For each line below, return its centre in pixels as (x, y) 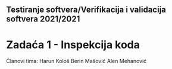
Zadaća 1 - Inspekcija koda (73, 45)
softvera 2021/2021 (43, 19)
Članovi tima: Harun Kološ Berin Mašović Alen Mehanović (76, 61)
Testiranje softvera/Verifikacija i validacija (86, 10)
